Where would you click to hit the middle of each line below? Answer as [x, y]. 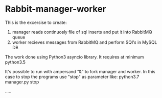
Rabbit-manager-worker [56, 9]
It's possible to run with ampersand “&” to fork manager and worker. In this [80, 71]
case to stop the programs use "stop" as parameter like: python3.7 [72, 77]
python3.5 [15, 62]
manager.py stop [22, 82]
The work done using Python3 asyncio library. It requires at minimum [75, 57]
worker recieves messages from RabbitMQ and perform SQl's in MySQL [85, 42]
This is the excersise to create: [36, 22]
